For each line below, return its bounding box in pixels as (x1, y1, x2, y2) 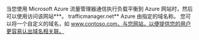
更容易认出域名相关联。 (6, 27, 64, 35)
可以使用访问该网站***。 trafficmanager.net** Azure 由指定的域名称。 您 (6, 13, 186, 20)
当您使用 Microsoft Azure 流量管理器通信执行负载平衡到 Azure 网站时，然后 (6, 5, 193, 12)
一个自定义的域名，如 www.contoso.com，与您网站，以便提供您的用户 (16, 20, 191, 27)
